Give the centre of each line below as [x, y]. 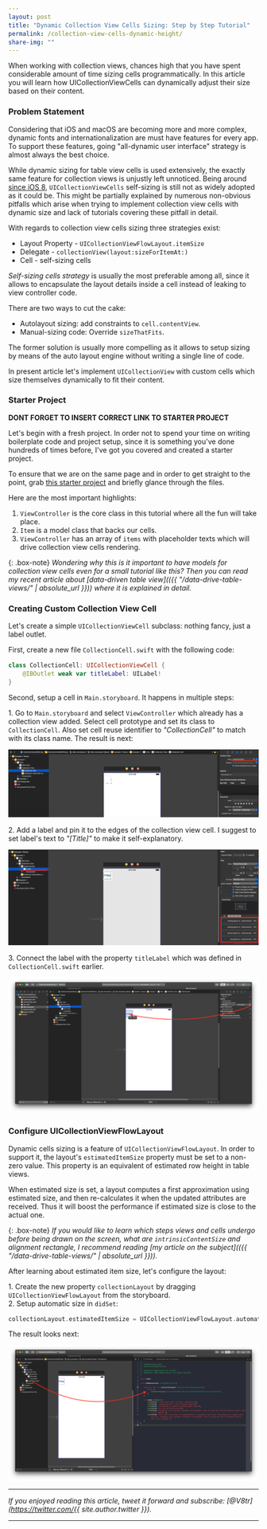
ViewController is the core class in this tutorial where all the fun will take [138, 513]
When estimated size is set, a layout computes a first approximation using [129, 1189]
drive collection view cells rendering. [80, 547]
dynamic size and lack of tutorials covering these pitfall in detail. [113, 212]
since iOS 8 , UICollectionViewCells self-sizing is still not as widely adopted [132, 186]
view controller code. [43, 292]
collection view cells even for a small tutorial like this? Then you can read [128, 570]
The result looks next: [44, 1334]
